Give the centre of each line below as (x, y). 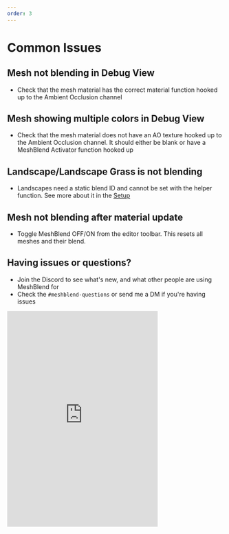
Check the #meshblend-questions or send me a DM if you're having (111, 294)
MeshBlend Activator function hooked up (75, 150)
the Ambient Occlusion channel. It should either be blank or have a (111, 143)
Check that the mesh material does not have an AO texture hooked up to (119, 135)
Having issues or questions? (69, 263)
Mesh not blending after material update (95, 217)
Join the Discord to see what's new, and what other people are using (114, 279)
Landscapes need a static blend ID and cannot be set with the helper (115, 188)
